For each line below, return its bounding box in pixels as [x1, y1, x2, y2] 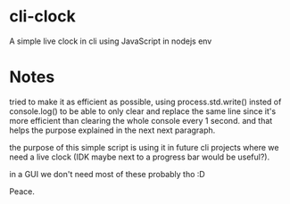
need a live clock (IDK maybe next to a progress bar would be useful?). [9, 151, 270, 162]
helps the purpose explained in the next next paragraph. [9, 125, 216, 135]
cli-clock [9, 6, 76, 27]
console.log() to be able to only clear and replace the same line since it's [9, 105, 277, 117]
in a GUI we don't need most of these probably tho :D [9, 168, 205, 179]
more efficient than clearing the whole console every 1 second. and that [9, 115, 273, 126]
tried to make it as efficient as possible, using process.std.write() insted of [9, 96, 282, 107]
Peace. [9, 185, 36, 197]
